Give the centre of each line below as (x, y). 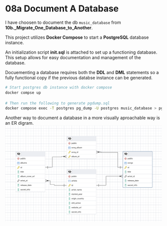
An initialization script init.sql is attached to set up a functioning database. (81, 52)
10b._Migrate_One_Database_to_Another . (49, 27)
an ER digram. (19, 123)
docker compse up (23, 92)
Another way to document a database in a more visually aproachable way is (83, 118)
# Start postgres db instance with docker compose (59, 87)
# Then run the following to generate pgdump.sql (58, 103)
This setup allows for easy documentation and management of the (73, 57)
